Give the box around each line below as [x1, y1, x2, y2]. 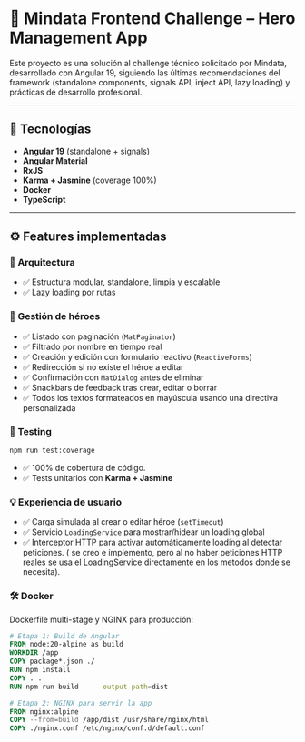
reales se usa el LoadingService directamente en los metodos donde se [22, 556, 290, 567]
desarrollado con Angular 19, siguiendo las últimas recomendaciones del [9, 67, 280, 78]
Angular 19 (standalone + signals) [22, 145, 150, 156]
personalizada [22, 402, 76, 413]
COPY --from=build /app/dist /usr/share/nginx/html [9, 716, 209, 725]
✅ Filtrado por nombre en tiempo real [22, 341, 162, 352]
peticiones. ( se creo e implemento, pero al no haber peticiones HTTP [22, 547, 283, 558]
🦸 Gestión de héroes [9, 310, 101, 323]
